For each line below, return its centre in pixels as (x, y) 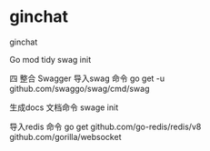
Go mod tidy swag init (50, 59)
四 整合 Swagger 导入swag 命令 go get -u (87, 78)
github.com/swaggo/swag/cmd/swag (80, 88)
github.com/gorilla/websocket (65, 136)
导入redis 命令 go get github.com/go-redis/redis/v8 (105, 126)
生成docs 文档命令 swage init (64, 107)
